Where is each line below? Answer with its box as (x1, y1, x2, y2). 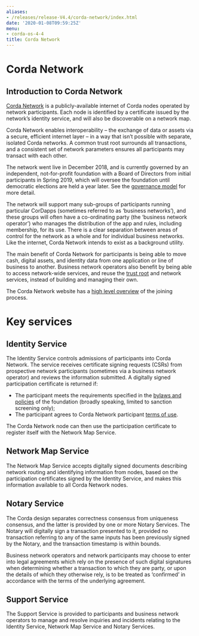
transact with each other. (6, 152, 68, 159)
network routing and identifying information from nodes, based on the (6, 468, 178, 475)
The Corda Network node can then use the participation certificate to (6, 423, 177, 429)
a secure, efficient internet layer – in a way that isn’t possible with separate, (6, 133, 192, 140)
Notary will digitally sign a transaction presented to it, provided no (6, 527, 169, 534)
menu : (6, 25, 20, 32)
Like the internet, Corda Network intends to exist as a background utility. (6, 239, 184, 246)
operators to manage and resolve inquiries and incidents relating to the (6, 617, 180, 624)
